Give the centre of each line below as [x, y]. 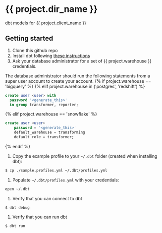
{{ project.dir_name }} [52, 9]
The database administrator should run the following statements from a [78, 76]
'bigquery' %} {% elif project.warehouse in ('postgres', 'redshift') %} [75, 86]
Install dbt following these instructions [51, 56]
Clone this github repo [35, 50]
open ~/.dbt [17, 189]
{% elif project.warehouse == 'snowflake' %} [51, 114]
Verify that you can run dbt [40, 217]
